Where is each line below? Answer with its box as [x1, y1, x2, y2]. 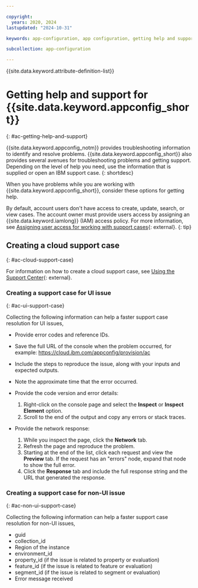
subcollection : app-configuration [6, 46, 91, 52]
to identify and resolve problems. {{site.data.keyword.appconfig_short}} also [6, 151, 192, 158]
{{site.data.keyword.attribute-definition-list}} [6, 67, 115, 74]
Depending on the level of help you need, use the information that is [6, 163, 171, 170]
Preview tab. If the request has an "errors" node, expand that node [23, 455, 187, 462]
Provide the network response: [14, 425, 90, 432]
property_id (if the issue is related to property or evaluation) [14, 556, 160, 564]
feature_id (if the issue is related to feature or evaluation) [14, 563, 153, 570]
